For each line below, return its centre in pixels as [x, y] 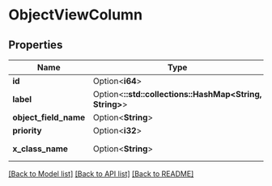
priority [27, 131]
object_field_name [49, 117]
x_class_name [40, 149]
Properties [36, 45]
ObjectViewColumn [76, 15]
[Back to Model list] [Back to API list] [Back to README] [101, 174]
